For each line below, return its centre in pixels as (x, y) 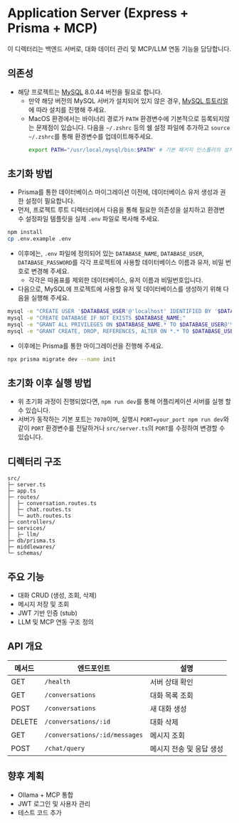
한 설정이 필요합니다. (46, 201)
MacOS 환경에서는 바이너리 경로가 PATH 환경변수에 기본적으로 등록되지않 (129, 118)
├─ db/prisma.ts (31, 541)
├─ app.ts (22, 491)
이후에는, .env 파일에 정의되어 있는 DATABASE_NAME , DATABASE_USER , (111, 253)
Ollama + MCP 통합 (45, 795)
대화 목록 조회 (171, 695)
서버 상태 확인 (171, 682)
